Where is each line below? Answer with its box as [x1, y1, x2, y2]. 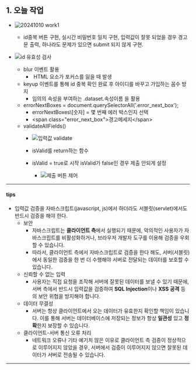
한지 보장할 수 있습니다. [37, 322, 90, 329]
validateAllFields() [23, 122, 66, 129]
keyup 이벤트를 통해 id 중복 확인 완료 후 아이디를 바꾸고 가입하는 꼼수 [23, 80, 181, 87]
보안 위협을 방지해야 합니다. [38, 293, 101, 300]
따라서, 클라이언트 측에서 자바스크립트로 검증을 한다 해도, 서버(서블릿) [32, 249, 190, 256]
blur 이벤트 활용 [23, 66, 60, 73]
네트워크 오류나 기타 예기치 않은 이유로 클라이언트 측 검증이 [32, 337, 166, 344]
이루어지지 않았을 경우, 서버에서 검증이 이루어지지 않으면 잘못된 [38, 344, 182, 351]
